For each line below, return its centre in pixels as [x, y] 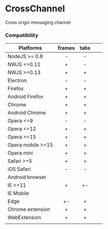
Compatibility [22, 35]
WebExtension [24, 218]
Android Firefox [25, 97]
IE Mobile [18, 193]
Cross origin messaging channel [38, 22]
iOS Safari [19, 169]
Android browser [27, 177]
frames [66, 48]
